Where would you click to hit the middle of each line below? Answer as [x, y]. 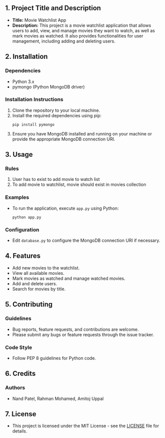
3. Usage [19, 154]
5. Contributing [29, 304]
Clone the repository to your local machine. [56, 110]
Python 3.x [23, 82]
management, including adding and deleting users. [64, 41]
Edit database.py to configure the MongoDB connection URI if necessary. [86, 241]
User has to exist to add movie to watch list [56, 179]
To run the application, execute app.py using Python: [66, 208]
